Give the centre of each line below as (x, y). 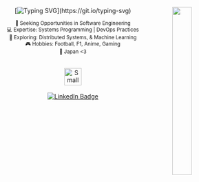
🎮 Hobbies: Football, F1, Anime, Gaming (73, 44)
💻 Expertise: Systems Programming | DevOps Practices (73, 30)
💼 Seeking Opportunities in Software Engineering (73, 23)
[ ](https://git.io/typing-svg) (73, 11)
